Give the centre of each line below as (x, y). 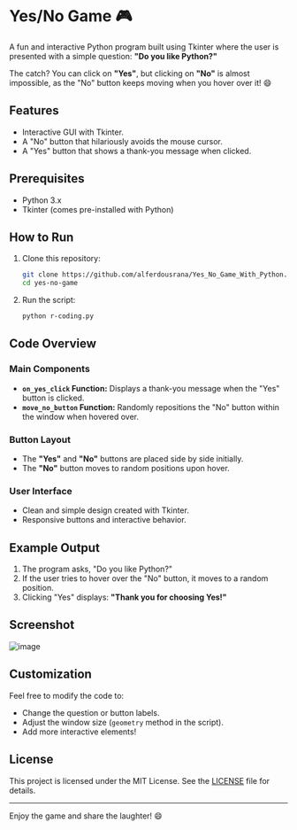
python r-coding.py (58, 316)
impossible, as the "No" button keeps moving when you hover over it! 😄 (141, 82)
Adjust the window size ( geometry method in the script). (122, 722)
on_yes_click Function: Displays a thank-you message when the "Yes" (151, 388)
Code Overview (53, 344)
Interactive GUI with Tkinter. (72, 132)
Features (34, 111)
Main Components (49, 369)
